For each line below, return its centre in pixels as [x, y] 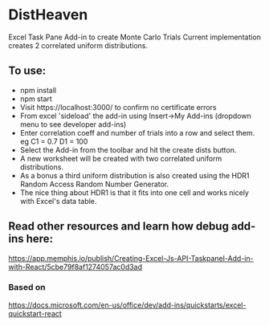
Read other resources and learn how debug [118, 226]
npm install [38, 90]
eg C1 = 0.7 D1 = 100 [54, 141]
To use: [27, 71]
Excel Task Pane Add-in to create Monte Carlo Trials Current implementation [135, 37]
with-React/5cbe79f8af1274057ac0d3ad [75, 267]
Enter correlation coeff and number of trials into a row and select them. [137, 132]
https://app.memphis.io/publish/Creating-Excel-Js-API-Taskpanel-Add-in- [131, 258]
